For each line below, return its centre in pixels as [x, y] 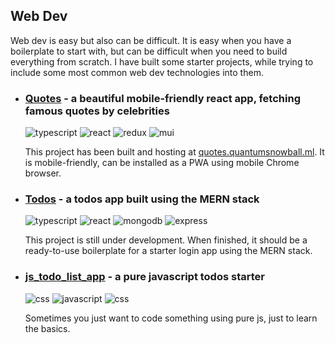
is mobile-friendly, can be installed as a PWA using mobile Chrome [162, 163]
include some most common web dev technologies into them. [137, 72]
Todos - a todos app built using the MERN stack [142, 199]
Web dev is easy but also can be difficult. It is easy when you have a [151, 40]
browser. [43, 173]
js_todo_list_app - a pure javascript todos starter [144, 277]
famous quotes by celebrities [97, 111]
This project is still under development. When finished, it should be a [166, 240]
